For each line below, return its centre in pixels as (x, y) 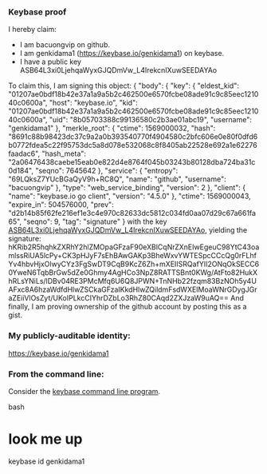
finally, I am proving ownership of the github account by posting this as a (128, 307)
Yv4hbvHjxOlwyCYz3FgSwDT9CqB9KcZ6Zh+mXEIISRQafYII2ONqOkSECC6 (134, 264)
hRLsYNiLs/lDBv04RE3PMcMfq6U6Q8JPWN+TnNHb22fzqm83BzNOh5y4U (133, 281)
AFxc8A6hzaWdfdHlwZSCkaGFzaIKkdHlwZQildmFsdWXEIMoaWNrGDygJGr (133, 289)
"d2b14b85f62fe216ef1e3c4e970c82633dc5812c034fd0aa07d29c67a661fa (132, 213)
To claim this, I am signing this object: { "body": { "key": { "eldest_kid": (124, 86)
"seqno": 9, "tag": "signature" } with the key (95, 221)
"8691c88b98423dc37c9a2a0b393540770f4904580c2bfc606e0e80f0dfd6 (133, 137)
